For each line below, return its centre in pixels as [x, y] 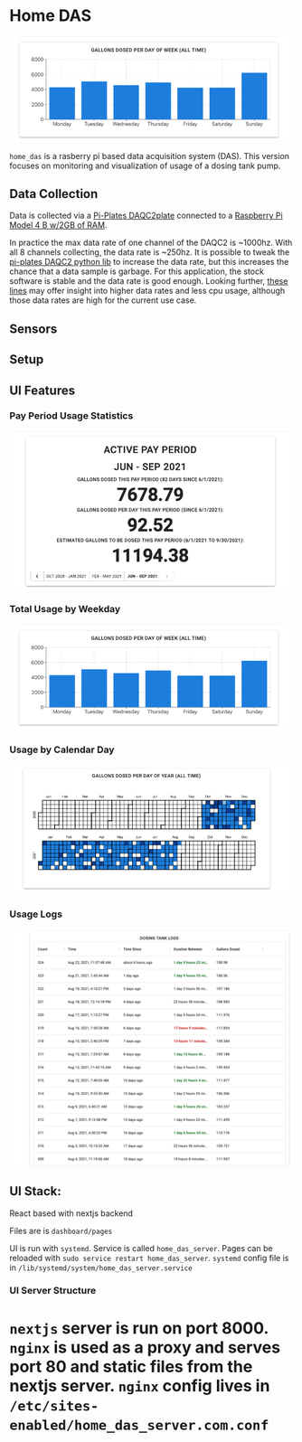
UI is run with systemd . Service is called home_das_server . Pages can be [141, 1248]
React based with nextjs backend [71, 1213]
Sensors [33, 329]
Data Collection [54, 194]
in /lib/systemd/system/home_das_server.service [101, 1268]
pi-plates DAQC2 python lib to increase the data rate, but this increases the [149, 262]
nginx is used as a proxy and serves [145, 1347]
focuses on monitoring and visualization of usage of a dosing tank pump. [145, 165]
